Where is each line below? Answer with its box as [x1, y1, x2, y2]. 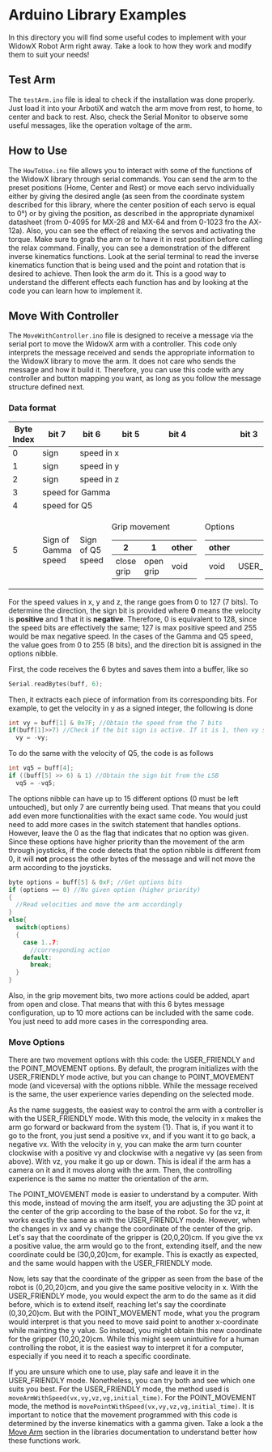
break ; [29, 961, 53, 969]
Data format [8, 402, 57, 414]
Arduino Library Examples [8, 6, 187, 24]
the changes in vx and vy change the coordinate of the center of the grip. [8, 1224, 253, 1233]
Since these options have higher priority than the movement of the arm [8, 836, 245, 847]
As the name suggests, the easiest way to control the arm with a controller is [8, 1105, 264, 1114]
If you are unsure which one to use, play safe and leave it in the [8, 1367, 219, 1377]
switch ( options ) [15, 923, 70, 932]
